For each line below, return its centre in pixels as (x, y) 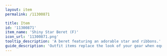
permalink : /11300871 (28, 14)
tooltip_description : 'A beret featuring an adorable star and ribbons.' (83, 42)
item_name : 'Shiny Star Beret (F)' (42, 32)
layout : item (19, 10)
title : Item (17, 23)
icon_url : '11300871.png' (32, 37)
